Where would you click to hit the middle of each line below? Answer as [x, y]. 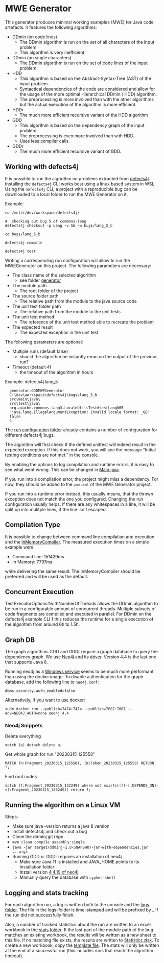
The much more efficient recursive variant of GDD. [70, 151]
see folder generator [40, 280]
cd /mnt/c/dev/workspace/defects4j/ [42, 213]
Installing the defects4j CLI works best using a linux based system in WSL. [80, 184]
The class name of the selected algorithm [54, 275]
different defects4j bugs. [30, 435]
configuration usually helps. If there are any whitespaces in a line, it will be [80, 504]
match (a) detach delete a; [34, 745]
